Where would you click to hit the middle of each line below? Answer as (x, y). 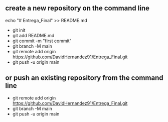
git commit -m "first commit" (42, 41)
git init (19, 30)
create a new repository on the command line (77, 8)
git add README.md (33, 35)
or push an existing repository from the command (84, 78)
